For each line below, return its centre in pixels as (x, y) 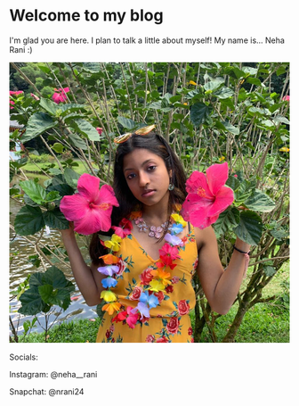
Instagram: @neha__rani (53, 374)
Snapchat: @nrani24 (47, 391)
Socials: (24, 357)
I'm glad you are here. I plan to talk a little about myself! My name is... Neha (147, 40)
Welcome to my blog (86, 16)
